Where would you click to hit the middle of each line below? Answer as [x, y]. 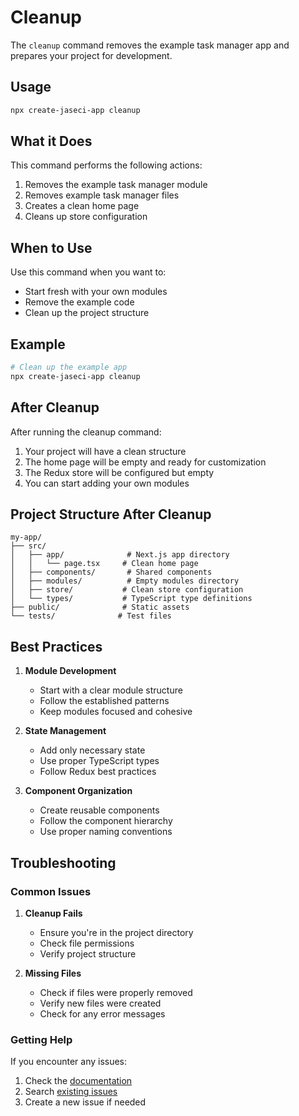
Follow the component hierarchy [106, 821]
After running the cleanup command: [86, 432]
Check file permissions [87, 943]
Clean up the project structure [87, 313]
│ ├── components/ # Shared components [111, 572]
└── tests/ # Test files [91, 616]
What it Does [51, 141]
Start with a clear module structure [111, 690]
